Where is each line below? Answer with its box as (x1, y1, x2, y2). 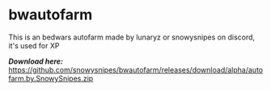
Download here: (8, 56, 63, 66)
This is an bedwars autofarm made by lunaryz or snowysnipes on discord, (8, 32, 256, 42)
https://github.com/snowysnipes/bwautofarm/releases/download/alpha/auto (8, 64, 264, 74)
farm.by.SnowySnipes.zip (8, 73, 94, 83)
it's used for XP (8, 40, 60, 50)
